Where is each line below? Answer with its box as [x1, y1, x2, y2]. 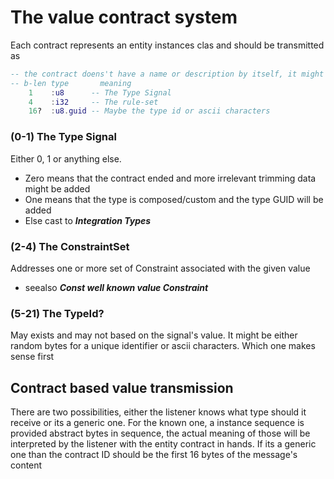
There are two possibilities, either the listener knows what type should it [10, 406, 307, 418]
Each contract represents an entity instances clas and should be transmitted [10, 39, 325, 51]
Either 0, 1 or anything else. [10, 152, 122, 165]
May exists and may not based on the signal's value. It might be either [10, 329, 298, 341]
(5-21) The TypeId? [10, 306, 105, 320]
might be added [24, 182, 91, 195]
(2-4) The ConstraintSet [10, 239, 130, 253]
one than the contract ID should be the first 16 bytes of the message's [10, 449, 298, 461]
